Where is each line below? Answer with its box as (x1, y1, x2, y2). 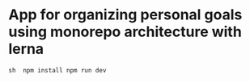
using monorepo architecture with (8, 23, 243, 41)
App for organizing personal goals (8, 6, 243, 24)
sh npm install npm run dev (8, 66, 107, 74)
